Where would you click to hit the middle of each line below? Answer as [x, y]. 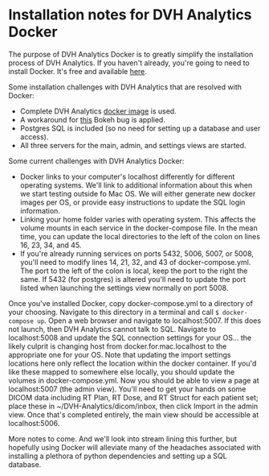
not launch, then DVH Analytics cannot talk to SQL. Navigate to [112, 329]
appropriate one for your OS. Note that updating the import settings [120, 354]
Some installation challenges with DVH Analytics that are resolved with [125, 87]
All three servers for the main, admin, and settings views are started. [133, 145]
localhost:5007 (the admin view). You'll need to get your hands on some [127, 389]
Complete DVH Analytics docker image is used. [98, 111]
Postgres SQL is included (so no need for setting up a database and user [140, 128]
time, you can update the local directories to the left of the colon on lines [140, 236]
